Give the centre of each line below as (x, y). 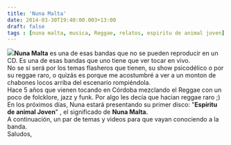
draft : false (26, 26)
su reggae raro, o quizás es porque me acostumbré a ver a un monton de (112, 75)
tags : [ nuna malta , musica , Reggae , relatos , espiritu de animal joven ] (116, 33)
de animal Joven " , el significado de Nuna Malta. (78, 112)
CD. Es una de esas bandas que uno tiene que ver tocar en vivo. (99, 61)
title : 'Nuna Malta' (37, 13)
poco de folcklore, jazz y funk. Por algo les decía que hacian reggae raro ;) (114, 97)
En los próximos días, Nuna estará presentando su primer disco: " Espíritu (112, 105)
